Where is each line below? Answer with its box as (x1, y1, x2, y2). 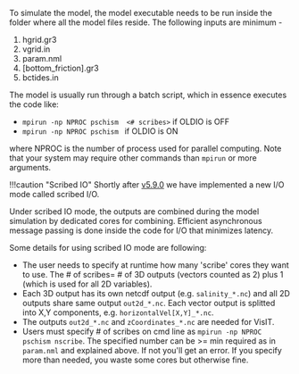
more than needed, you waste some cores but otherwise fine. (21, 354, 249, 365)
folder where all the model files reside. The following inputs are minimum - (9, 17, 283, 28)
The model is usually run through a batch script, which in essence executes (9, 89, 287, 100)
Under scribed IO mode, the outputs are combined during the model (9, 206, 260, 217)
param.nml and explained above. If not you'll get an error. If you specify (21, 345, 283, 355)
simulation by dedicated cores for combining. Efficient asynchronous (9, 216, 262, 226)
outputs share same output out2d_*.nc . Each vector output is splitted (21, 298, 276, 308)
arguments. (9, 162, 52, 172)
